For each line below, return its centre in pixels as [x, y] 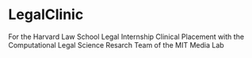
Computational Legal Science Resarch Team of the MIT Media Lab [116, 44]
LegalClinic [46, 15]
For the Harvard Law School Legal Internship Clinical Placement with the [126, 37]
